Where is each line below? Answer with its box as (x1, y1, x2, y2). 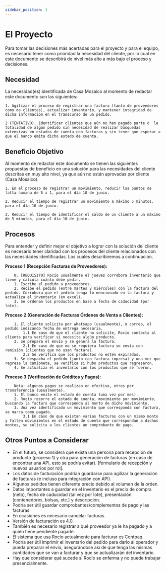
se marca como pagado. (5, 409, 52, 414)
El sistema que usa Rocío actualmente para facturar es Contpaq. (12, 534, 144, 540)
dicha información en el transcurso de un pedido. (5, 112, 112, 117)
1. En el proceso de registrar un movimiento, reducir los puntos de (5, 186, 152, 191)
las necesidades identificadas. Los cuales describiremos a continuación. (5, 254, 153, 259)
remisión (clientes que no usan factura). (5, 348, 94, 353)
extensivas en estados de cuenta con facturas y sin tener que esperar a (5, 130, 161, 135)
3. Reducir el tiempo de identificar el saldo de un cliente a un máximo (5, 212, 161, 217)
